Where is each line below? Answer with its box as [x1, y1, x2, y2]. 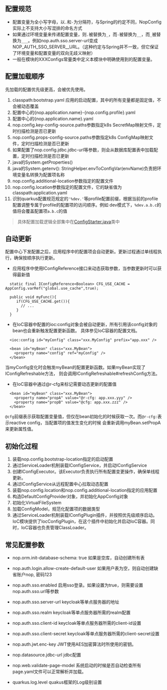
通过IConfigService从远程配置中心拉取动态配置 [12, 481, 108, 487]
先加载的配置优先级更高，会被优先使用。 [5, 86, 88, 92]
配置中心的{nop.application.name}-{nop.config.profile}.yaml [12, 109, 136, 115]
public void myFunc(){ [9, 295, 57, 300]
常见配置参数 [5, 541, 45, 549]
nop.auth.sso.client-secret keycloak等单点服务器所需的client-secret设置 [12, 631, 160, 637]
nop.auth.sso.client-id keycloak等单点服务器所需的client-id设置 [12, 620, 142, 626]
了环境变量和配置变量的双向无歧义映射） [12, 50, 95, 56]
